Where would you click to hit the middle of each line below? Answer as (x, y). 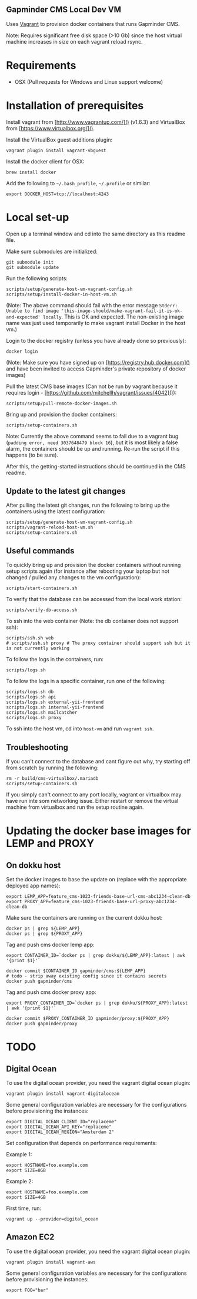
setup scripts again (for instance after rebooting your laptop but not (88, 571)
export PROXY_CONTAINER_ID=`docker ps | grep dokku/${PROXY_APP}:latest (97, 1003)
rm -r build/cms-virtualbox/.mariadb (52, 779)
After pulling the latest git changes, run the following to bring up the (88, 505)
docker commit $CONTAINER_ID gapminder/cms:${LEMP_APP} (76, 971)
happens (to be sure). (32, 455)
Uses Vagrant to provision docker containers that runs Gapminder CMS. (93, 24)
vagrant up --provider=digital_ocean (52, 1219)
